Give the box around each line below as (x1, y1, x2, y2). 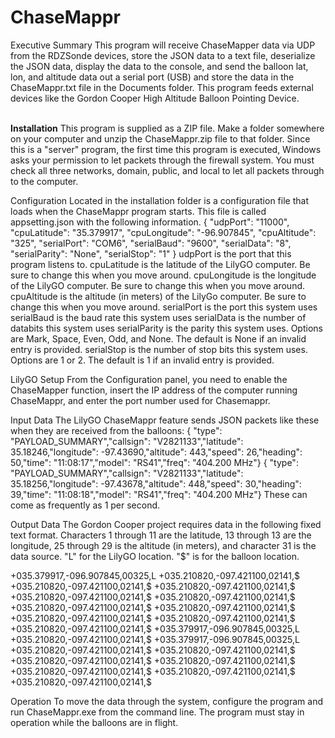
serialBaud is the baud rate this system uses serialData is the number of (10, 311, 307, 323)
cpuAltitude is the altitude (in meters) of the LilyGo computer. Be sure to (10, 290, 307, 302)
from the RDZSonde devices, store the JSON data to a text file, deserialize (10, 49, 316, 61)
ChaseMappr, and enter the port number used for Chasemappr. (10, 394, 271, 406)
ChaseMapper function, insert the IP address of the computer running (10, 384, 298, 396)
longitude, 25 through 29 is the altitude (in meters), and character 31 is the (10, 539, 317, 551)
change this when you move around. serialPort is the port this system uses (10, 301, 318, 313)
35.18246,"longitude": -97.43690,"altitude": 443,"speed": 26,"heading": (10, 446, 303, 458)
